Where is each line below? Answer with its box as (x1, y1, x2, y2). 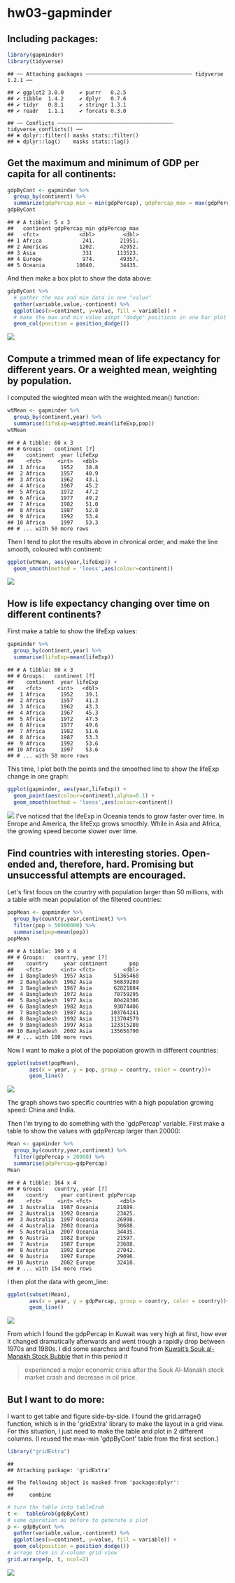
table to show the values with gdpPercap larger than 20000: (7, 1127, 180, 1136)
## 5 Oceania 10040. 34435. (7, 262, 139, 269)
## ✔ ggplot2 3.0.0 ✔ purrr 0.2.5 (7, 89, 127, 96)
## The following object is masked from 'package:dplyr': (7, 1478, 180, 1486)
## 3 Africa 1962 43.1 (7, 476, 99, 483)
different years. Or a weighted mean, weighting (7, 363, 218, 376)
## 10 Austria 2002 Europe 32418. (7, 1259, 136, 1266)
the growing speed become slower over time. (7, 827, 138, 835)
